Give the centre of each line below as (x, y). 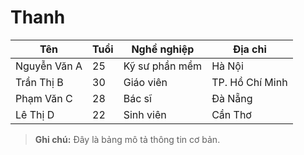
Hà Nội (227, 66)
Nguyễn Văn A (49, 66)
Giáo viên (145, 82)
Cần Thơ (231, 114)
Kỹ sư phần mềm (163, 66)
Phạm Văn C (44, 98)
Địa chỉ (249, 49)
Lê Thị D (35, 114)
